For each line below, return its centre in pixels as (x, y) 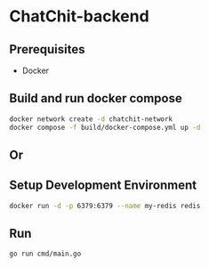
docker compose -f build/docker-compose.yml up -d (105, 127)
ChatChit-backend (79, 16)
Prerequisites (47, 49)
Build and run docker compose (96, 98)
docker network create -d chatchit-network (91, 119)
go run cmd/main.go (45, 254)
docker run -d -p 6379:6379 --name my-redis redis (105, 206)
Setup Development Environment (103, 186)
